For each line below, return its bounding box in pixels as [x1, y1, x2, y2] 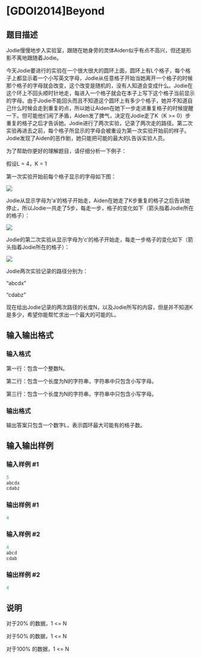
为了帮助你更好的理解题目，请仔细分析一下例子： [6, 147, 127, 154]
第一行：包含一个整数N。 [6, 365, 68, 372]
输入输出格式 [6, 331, 54, 341]
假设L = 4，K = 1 [6, 160, 47, 167]
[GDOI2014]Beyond [6, 4, 105, 18]
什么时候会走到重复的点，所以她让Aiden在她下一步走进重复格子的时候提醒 [11, 105, 194, 112]
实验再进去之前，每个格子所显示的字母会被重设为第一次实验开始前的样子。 [6, 127, 190, 134]
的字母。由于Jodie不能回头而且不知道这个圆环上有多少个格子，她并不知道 [6, 97, 188, 104]
